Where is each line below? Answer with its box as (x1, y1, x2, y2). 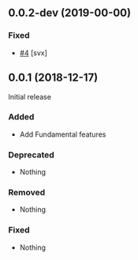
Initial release (8, 92, 51, 101)
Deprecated (8, 149, 55, 160)
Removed (8, 187, 46, 198)
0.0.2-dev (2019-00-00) (8, 6, 132, 20)
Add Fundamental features (19, 130, 106, 139)
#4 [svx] (19, 47, 47, 58)
